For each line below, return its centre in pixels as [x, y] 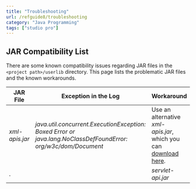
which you [166, 139]
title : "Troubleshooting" [37, 11]
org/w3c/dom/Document [69, 146]
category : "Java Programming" [43, 22]
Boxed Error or [55, 132]
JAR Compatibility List [47, 51]
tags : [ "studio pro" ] [32, 28]
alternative [166, 117]
